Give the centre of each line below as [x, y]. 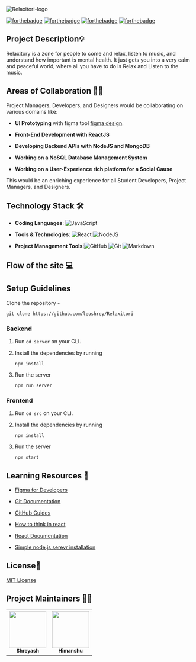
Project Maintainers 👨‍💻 [49, 599]
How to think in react [40, 525]
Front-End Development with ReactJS [62, 134]
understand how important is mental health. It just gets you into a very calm [98, 60]
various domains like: [32, 111]
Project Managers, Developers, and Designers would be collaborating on [95, 105]
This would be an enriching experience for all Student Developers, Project [96, 180]
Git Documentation [38, 502]
